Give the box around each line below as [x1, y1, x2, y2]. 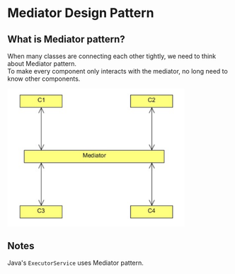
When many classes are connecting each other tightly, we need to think [7, 52, 217, 60]
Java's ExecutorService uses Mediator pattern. [7, 258, 144, 267]
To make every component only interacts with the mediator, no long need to [7, 67, 228, 75]
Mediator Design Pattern [7, 5, 154, 21]
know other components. [7, 74, 81, 83]
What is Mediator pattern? [7, 33, 125, 45]
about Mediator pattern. [7, 59, 76, 68]
